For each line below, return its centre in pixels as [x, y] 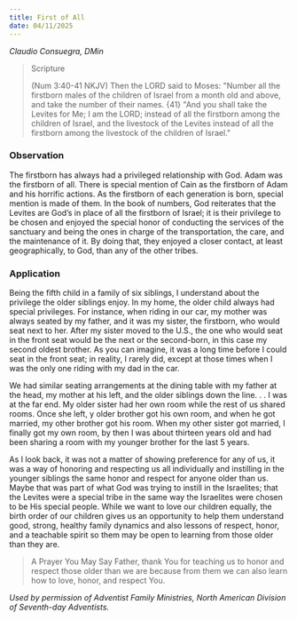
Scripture [48, 68]
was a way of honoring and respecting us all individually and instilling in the [147, 469]
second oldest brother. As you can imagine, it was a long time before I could [148, 350]
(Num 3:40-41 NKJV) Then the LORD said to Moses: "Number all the [156, 85]
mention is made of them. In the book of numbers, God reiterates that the [143, 203]
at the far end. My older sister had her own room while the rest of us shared [147, 404]
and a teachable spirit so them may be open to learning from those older [141, 535]
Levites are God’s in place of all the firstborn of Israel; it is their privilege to [145, 212]
